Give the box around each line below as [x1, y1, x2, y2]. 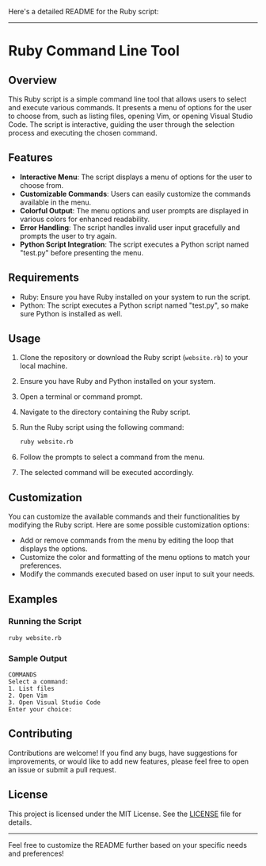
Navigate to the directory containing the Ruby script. [19, 408, 192, 417]
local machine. [19, 361, 68, 371]
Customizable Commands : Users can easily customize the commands [19, 189, 252, 198]
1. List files [8, 684, 55, 692]
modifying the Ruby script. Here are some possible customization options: [8, 520, 249, 530]
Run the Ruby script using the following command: [19, 423, 184, 432]
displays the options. [19, 544, 88, 554]
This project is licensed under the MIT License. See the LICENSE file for [8, 809, 242, 818]
